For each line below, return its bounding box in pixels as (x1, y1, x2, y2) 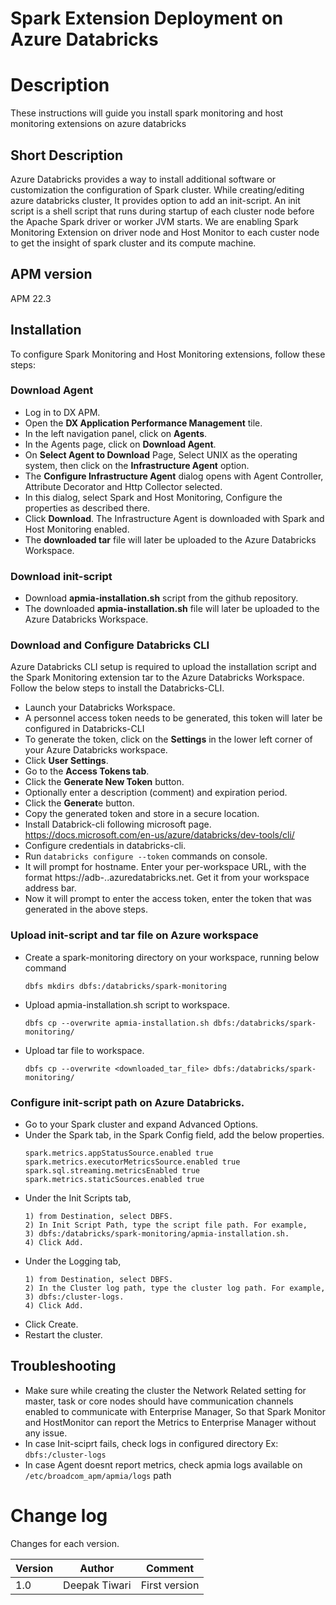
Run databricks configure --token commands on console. (24, 850, 268, 862)
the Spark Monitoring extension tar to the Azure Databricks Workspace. (10, 672, 305, 684)
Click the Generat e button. (24, 797, 135, 809)
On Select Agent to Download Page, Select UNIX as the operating (24, 448, 298, 461)
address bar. (24, 882, 77, 894)
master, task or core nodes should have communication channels (24, 1395, 294, 1407)
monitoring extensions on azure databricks (10, 118, 187, 130)
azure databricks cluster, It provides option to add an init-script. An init (10, 194, 301, 206)
